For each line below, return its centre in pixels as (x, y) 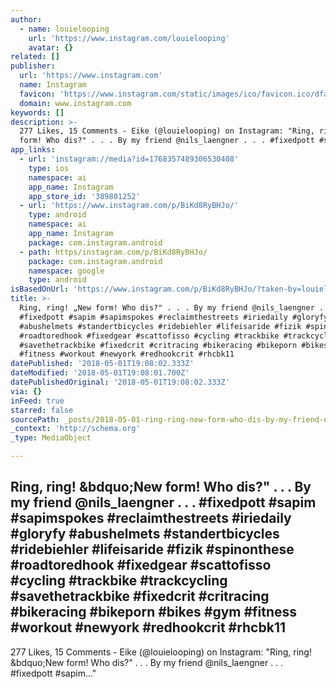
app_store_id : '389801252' (84, 196)
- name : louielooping (64, 29)
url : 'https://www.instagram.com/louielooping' (129, 38)
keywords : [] (37, 112)
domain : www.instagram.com (75, 103)
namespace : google (66, 271)
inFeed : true (37, 401)
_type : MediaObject (51, 438)
